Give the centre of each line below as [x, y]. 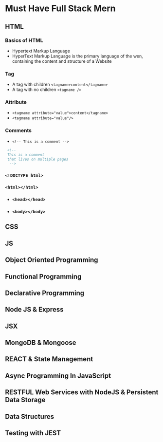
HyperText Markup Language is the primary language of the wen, [78, 56]
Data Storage [25, 400]
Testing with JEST [33, 433]
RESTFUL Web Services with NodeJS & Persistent [82, 392]
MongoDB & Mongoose [41, 343]
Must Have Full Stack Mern [60, 9]
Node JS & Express [34, 310]
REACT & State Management [49, 359]
